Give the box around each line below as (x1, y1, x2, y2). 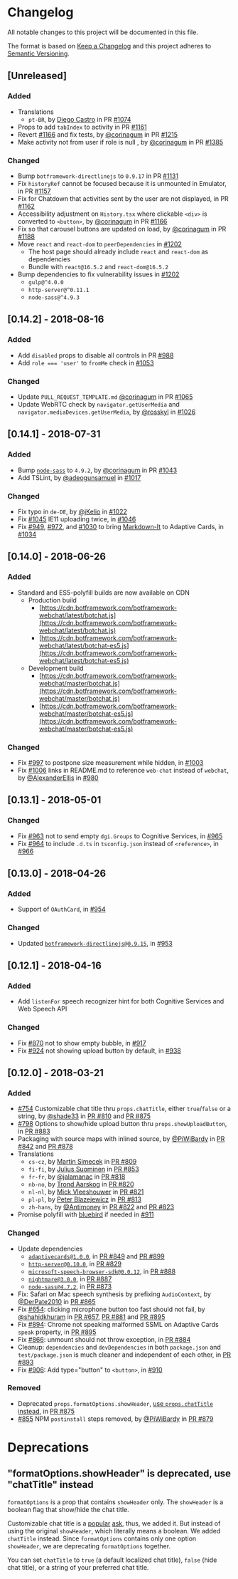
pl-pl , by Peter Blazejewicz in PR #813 (28, 1195, 142, 1204)
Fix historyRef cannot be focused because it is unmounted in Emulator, (17, 179, 227, 187)
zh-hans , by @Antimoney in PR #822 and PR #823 (28, 1203, 175, 1211)
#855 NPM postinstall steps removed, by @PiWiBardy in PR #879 (17, 1414, 214, 1423)
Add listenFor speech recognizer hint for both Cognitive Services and (17, 997, 225, 1006)
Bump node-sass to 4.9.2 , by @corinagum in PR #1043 (17, 466, 178, 474)
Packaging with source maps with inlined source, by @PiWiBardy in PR (17, 1135, 225, 1143)
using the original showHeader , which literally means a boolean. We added (7, 1526, 221, 1535)
